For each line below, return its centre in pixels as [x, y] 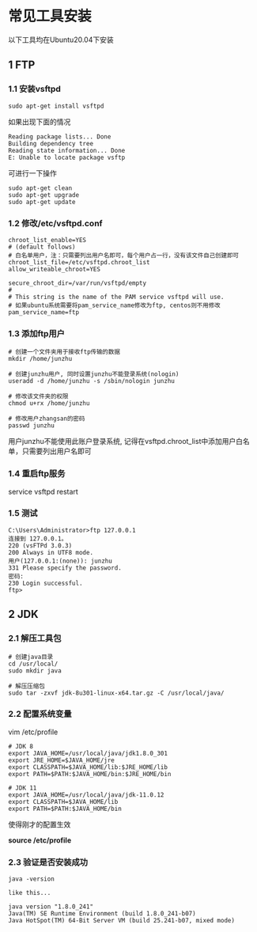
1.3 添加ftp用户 [37, 333]
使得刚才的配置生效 [40, 824]
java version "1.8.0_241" [51, 907]
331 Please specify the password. [65, 568]
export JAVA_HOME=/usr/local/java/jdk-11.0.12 [86, 795]
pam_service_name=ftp [44, 312]
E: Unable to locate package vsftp [67, 157]
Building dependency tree [51, 143]
